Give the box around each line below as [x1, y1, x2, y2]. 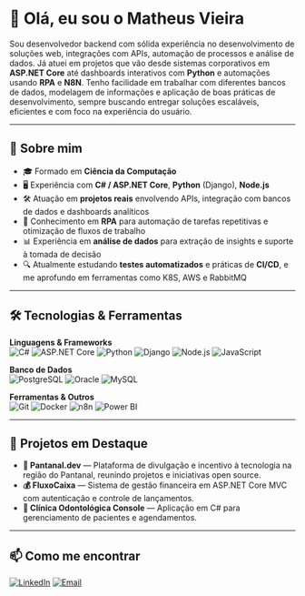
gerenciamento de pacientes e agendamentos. [22, 512, 198, 523]
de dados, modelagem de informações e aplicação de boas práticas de [9, 86, 276, 97]
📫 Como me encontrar [9, 548, 141, 563]
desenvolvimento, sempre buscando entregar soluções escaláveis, [9, 96, 260, 107]
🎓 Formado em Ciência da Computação [22, 166, 177, 177]
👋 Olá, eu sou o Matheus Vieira [9, 8, 245, 29]
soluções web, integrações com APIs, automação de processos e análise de [9, 47, 295, 58]
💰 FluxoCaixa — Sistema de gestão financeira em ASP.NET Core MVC [22, 480, 288, 490]
